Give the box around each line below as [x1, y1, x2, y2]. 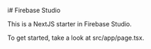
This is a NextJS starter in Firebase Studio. [7, 20, 133, 28]
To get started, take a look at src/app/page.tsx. [7, 33, 145, 42]
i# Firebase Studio [7, 6, 61, 14]
